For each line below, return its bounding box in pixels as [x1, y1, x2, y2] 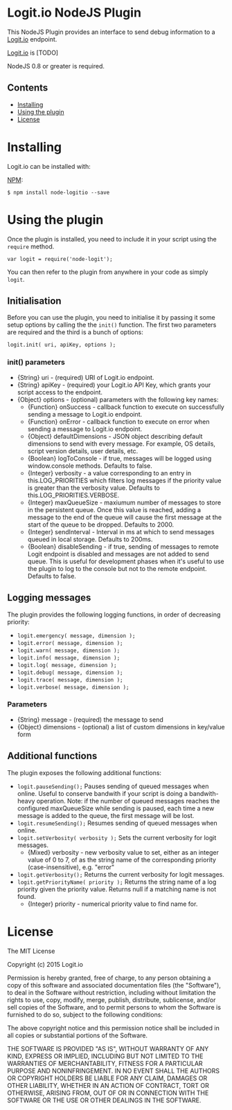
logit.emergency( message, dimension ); [17, 632, 136, 639]
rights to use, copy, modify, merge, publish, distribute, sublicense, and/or [7, 995, 216, 1004]
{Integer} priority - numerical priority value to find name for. [27, 900, 198, 908]
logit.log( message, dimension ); [17, 662, 117, 668]
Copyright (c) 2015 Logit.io [7, 960, 83, 968]
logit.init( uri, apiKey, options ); [7, 341, 116, 349]
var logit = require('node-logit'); [7, 255, 113, 262]
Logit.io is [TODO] [7, 48, 59, 57]
